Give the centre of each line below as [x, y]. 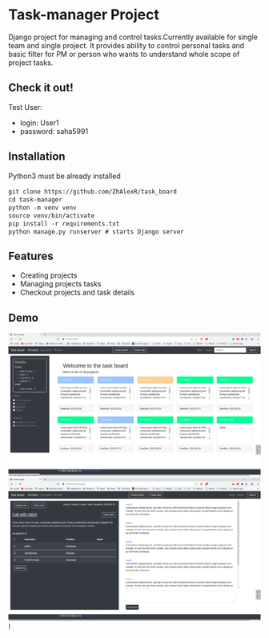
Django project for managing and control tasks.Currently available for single [133, 37]
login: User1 [39, 123]
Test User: [25, 107]
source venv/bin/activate [51, 215]
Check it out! [41, 88]
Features [31, 256]
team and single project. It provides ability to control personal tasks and [126, 45]
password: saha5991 [54, 131]
